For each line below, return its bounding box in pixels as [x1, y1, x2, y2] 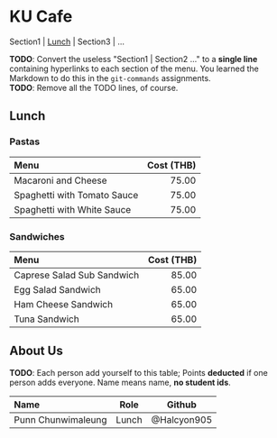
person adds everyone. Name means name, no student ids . [9, 377, 232, 388]
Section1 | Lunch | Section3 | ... [9, 36, 125, 47]
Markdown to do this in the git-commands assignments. [9, 72, 211, 83]
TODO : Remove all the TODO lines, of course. [9, 82, 179, 93]
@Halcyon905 [151, 413, 213, 425]
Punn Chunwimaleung [14, 413, 107, 425]
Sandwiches [9, 230, 65, 242]
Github [166, 398, 197, 411]
